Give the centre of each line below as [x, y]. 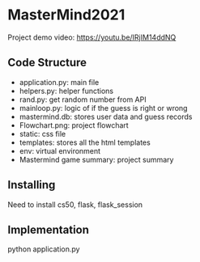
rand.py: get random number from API [83, 99]
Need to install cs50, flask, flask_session [75, 205]
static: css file [43, 133]
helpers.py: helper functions [66, 91]
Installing [32, 185]
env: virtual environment [60, 150]
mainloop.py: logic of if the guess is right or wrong [103, 108]
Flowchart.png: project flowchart [74, 125]
